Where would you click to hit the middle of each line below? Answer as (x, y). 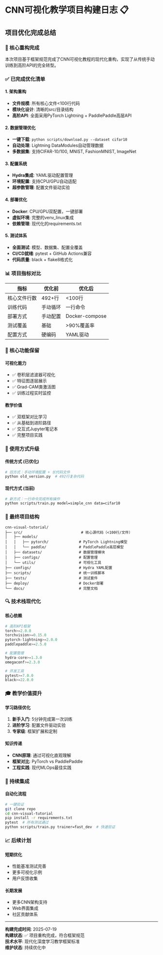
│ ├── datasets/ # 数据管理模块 (55, 552)
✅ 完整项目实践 (27, 435)
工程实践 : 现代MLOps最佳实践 (42, 767)
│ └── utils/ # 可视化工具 (53, 563)
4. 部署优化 (16, 200)
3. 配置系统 (16, 163)
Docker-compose (86, 316)
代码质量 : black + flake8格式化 (42, 259)
